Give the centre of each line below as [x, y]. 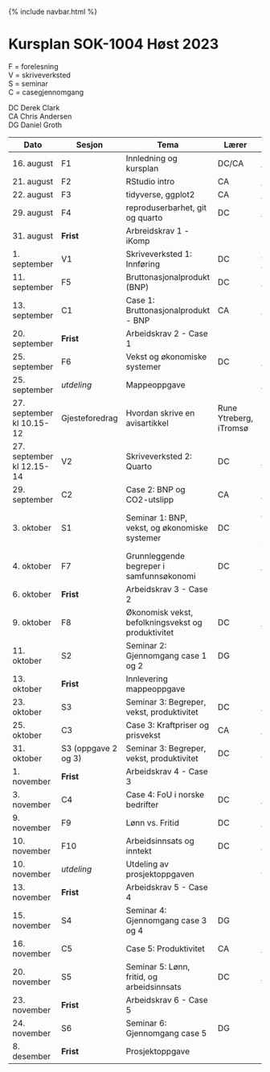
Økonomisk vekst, [160, 612]
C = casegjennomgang [46, 92]
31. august [33, 235]
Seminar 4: [146, 910]
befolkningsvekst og [164, 622]
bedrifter [142, 805]
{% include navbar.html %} [53, 12]
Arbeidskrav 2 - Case [167, 333]
